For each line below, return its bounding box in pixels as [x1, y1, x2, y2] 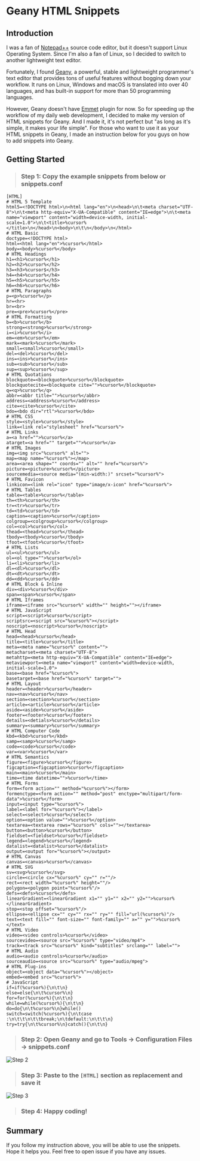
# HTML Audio [6, 948, 39, 954]
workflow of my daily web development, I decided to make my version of [6, 112, 185, 119]
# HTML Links [6, 429, 39, 435]
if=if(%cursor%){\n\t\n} [6, 984, 68, 990]
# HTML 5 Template [6, 199, 52, 205]
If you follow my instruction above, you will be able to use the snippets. [6, 1142, 181, 1149]
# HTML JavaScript [6, 607, 52, 613]
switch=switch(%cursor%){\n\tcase [6, 1011, 93, 1017]
